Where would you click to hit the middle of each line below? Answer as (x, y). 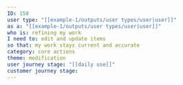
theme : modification (37, 58)
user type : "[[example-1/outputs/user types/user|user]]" (92, 20)
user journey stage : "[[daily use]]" (61, 64)
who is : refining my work (44, 33)
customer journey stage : (43, 71)
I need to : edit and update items (57, 39)
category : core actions (41, 52)
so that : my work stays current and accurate (73, 45)
